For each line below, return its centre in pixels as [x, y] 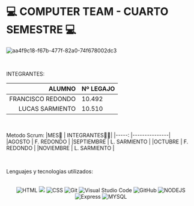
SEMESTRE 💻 [41, 30]
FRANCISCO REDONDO [43, 99]
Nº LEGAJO [98, 89]
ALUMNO [62, 89]
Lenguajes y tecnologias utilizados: [50, 171]
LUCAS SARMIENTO [47, 108]
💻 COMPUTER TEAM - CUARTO [87, 12]
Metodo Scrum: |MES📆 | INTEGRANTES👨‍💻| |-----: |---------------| [89, 135]
